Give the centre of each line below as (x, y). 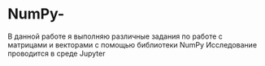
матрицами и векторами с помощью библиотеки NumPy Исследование (132, 44)
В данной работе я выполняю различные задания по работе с (115, 36)
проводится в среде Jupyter (56, 53)
